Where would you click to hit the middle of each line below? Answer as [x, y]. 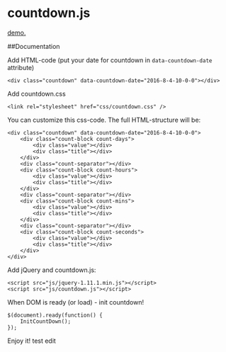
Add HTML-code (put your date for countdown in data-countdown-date [110, 60]
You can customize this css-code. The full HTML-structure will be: [104, 120]
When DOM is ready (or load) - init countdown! [75, 302]
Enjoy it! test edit [32, 341]
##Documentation [34, 46]
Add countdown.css [36, 93]
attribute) [21, 67]
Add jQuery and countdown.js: [52, 270]
